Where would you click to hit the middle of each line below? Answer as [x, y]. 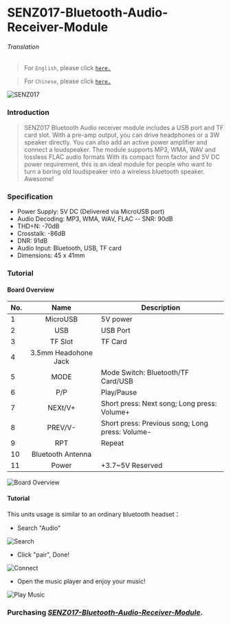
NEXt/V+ [62, 408]
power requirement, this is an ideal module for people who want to [118, 164]
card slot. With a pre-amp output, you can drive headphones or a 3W [122, 135]
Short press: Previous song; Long [154, 423]
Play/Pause [119, 392]
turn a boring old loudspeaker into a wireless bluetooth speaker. [114, 171]
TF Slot [62, 342]
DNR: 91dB [32, 240]
